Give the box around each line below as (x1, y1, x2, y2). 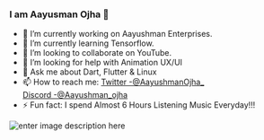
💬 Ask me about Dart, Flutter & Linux (22, 66, 157, 77)
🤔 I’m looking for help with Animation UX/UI (22, 57, 182, 68)
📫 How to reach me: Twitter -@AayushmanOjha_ (22, 76, 205, 88)
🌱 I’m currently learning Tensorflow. (22, 38, 154, 48)
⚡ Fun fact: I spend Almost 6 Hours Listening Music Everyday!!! (22, 100, 256, 110)
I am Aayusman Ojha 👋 (9, 8, 110, 21)
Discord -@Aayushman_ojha (22, 90, 128, 101)
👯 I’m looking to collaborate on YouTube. (22, 48, 172, 58)
